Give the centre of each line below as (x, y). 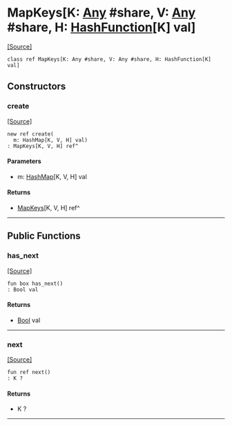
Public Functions (44, 236)
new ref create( (30, 134)
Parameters (24, 161)
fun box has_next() (35, 284)
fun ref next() (29, 372)
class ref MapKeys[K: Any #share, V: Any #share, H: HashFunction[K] (109, 59)
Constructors (37, 87)
